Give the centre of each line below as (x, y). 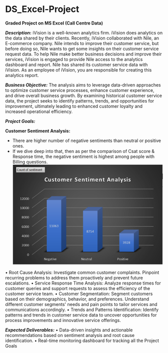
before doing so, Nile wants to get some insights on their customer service (82, 48)
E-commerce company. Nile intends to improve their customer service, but (82, 43)
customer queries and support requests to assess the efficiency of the (78, 288)
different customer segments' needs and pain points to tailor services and (81, 304)
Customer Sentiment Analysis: (38, 130)
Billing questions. (30, 161)
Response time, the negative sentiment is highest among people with (83, 156)
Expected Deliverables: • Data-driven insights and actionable (69, 330)
